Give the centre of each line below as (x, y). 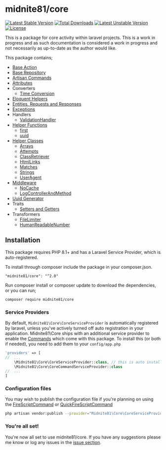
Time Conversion (37, 93)
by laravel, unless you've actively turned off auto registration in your (74, 328)
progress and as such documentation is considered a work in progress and (82, 42)
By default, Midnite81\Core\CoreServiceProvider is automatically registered (82, 323)
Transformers (26, 214)
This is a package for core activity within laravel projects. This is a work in (80, 38)
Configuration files (28, 389)
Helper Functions (30, 125)
